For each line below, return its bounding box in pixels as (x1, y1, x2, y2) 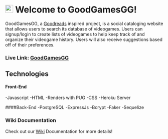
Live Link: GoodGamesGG (5, 54, 69, 61)
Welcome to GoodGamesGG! (15, 4, 137, 15)
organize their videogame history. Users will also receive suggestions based (5, 36, 163, 42)
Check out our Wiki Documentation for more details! (5, 128, 113, 134)
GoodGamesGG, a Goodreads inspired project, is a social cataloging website (5, 20, 163, 26)
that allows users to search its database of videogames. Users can (5, 25, 143, 31)
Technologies (5, 69, 49, 78)
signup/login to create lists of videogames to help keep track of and (5, 31, 145, 37)
